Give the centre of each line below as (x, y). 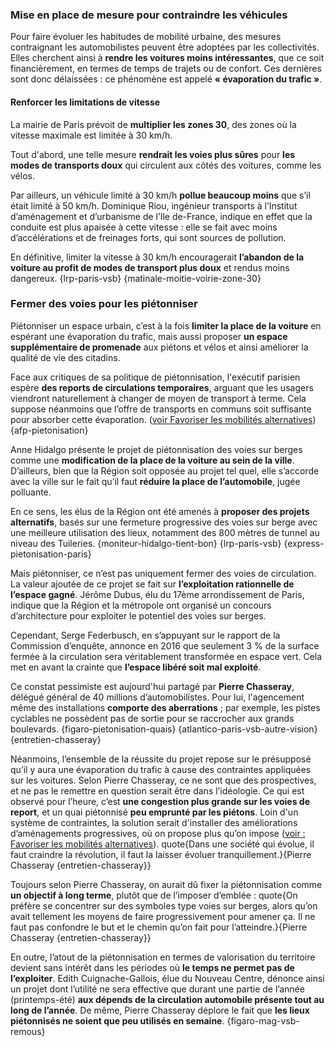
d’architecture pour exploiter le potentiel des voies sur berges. (138, 615)
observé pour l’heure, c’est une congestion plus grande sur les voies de (160, 801)
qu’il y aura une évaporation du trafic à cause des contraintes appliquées (161, 769)
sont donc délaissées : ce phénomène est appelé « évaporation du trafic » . (166, 79)
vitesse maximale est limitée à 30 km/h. (91, 135)
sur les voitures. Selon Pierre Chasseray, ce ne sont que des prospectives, (163, 780)
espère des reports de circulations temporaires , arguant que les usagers (162, 387)
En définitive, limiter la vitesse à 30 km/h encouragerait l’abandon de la (157, 257)
